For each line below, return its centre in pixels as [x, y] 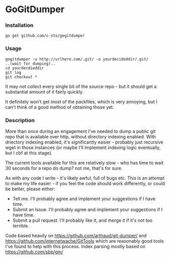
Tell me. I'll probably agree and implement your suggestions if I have [84, 199]
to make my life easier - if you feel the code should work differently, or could [85, 184]
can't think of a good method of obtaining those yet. [60, 107]
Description [20, 120]
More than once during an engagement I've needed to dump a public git [80, 131]
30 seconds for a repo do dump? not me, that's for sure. [64, 168]
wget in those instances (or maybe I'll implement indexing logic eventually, [83, 148]
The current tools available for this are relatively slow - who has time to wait [84, 163]
